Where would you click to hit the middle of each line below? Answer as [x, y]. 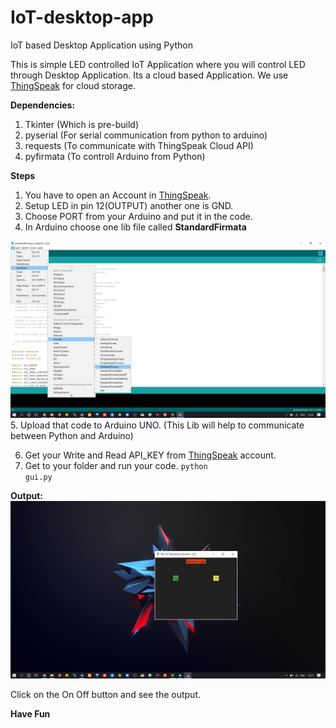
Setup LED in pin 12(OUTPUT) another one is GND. [129, 205]
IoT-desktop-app [82, 17]
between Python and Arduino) [72, 436]
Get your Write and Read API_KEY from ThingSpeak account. [150, 455]
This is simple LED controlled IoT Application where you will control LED [158, 64]
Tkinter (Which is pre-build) [82, 124]
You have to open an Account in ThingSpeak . [118, 195]
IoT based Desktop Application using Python [101, 45]
